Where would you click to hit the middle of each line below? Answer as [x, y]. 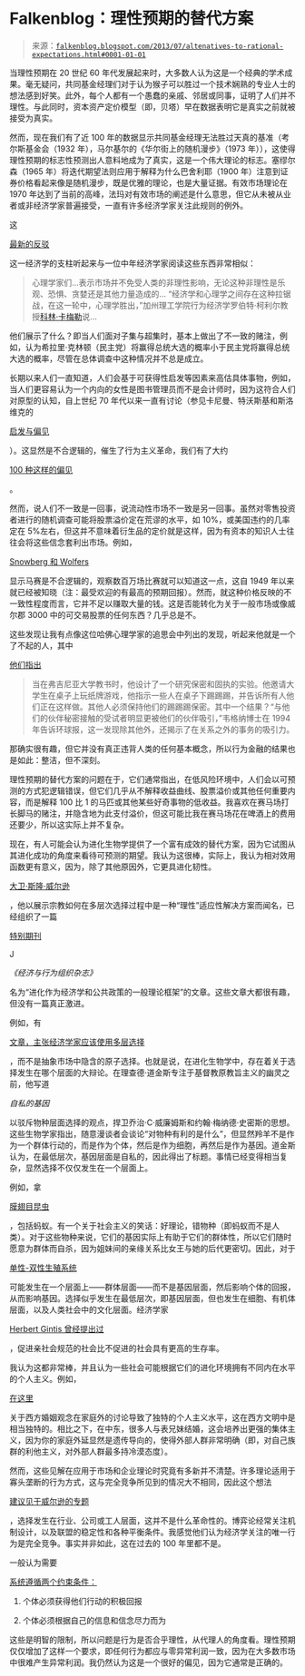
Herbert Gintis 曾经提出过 [57, 1328]
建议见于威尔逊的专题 [49, 1501]
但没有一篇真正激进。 [49, 1003]
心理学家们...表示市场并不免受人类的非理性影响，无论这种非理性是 [154, 282]
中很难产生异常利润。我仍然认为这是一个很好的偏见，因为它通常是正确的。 [148, 1662]
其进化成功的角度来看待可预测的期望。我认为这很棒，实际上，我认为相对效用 [152, 855]
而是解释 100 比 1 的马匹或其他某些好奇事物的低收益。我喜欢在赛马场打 [157, 802]
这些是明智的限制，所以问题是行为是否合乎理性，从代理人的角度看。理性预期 [152, 1640]
